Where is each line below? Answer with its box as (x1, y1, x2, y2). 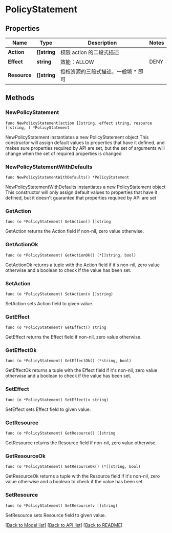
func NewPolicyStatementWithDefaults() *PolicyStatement (5, 174, 130, 180)
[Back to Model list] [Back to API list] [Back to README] (5, 522, 123, 528)
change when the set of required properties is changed (5, 150, 122, 156)
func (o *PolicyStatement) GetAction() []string (5, 219, 111, 224)
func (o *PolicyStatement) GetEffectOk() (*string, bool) (5, 358, 132, 364)
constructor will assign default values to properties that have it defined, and (5, 140, 165, 146)
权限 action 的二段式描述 (60, 49, 119, 56)
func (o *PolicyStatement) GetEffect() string (5, 325, 106, 330)
